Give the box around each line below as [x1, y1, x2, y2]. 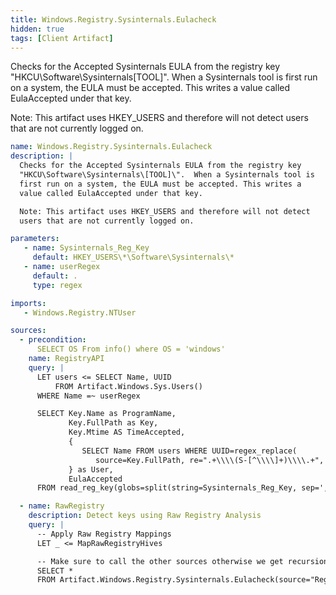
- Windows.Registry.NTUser [23, 307, 137, 318]
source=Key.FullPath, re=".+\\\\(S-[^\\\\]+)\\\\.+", [95, 455, 325, 465]
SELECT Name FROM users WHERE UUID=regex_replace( [81, 446, 298, 456]
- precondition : [19, 335, 87, 345]
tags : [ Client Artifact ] [10, 33, 114, 43]
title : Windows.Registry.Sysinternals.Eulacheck [10, 14, 217, 25]
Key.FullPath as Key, [68, 418, 159, 428]
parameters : [10, 234, 60, 244]
